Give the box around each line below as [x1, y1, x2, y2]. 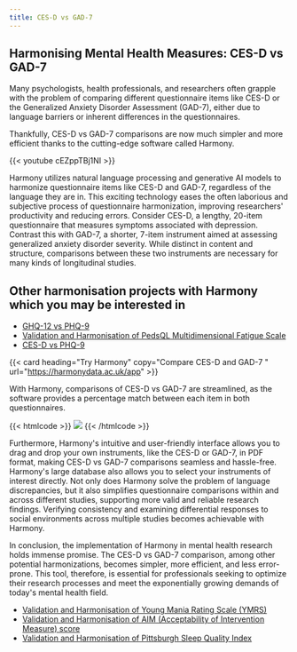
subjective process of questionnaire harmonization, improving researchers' [9, 201, 284, 211]
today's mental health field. [9, 587, 109, 598]
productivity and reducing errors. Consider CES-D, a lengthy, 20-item [9, 211, 263, 221]
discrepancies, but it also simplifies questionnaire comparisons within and [9, 485, 279, 496]
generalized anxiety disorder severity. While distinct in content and [9, 239, 254, 250]
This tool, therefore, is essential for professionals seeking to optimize [35, 569, 287, 579]
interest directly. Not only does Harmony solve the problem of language [9, 476, 270, 487]
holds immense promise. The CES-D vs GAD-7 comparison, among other [9, 550, 276, 561]
